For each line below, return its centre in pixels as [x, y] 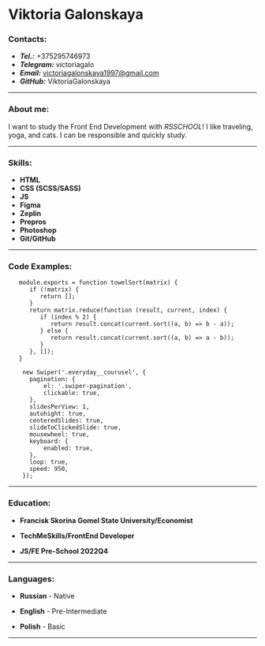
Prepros [33, 222]
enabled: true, [68, 448]
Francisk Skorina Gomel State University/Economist [106, 520]
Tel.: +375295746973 [55, 56]
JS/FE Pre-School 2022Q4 [64, 551]
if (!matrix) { [54, 289]
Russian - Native [47, 596]
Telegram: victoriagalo [57, 65]
